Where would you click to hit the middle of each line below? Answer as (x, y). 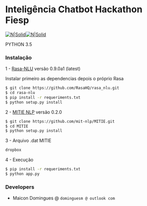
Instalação (19, 57)
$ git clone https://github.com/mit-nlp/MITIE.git (60, 121)
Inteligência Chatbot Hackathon (74, 9)
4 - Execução (19, 160)
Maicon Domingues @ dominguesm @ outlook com (64, 198)
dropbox (13, 150)
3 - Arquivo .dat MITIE (28, 141)
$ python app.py (22, 174)
